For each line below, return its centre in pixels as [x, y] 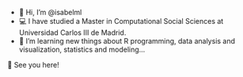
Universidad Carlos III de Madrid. [72, 33]
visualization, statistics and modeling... [82, 49]
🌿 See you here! [34, 65]
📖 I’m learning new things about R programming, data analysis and [127, 41]
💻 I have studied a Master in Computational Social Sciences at [121, 21]
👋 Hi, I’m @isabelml [50, 12]
